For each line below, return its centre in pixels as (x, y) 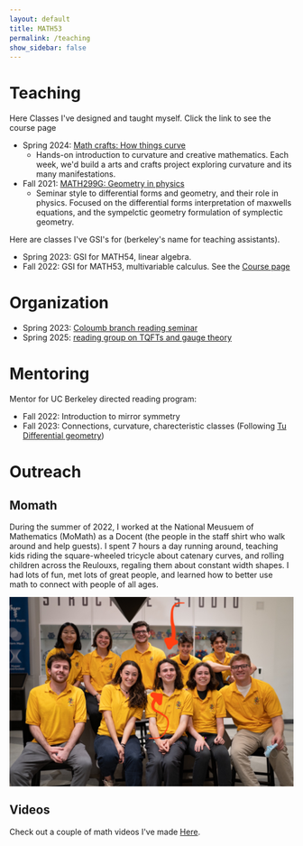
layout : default (40, 19)
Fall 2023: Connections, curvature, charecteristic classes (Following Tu (154, 426)
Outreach (46, 472)
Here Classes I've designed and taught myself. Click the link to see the (140, 118)
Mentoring (50, 374)
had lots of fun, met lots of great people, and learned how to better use (141, 575)
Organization (59, 303)
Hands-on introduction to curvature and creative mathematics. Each (162, 155)
